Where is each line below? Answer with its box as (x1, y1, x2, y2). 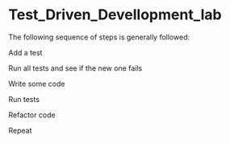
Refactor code (8, 110, 56, 120)
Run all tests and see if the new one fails (8, 63, 143, 73)
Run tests (8, 94, 40, 104)
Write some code (8, 79, 65, 88)
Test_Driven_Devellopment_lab (8, 6, 222, 24)
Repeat (8, 125, 32, 135)
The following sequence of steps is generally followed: (8, 32, 190, 42)
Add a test (8, 47, 43, 57)
